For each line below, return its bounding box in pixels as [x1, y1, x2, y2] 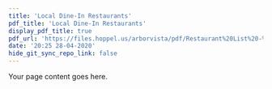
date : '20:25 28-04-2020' [8, 42, 96, 50]
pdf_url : [8, 34, 38, 43]
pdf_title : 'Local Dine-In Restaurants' [8, 19, 147, 28]
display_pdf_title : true [8, 27, 92, 35]
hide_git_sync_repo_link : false [8, 49, 117, 57]
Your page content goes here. [8, 72, 108, 81]
